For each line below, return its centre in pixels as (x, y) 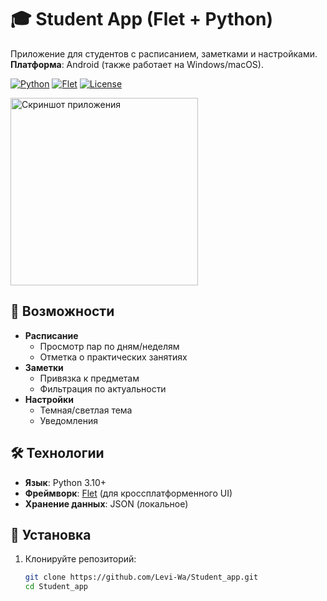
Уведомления (68, 420)
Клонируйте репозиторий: (80, 559)
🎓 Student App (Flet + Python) (141, 19)
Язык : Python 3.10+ (65, 482)
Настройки (49, 399)
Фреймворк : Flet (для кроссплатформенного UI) (128, 493)
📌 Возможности (62, 311)
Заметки (44, 367)
